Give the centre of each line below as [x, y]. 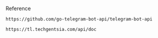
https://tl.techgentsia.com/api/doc [51, 29]
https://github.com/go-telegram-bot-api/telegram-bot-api [79, 19]
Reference [18, 8]
